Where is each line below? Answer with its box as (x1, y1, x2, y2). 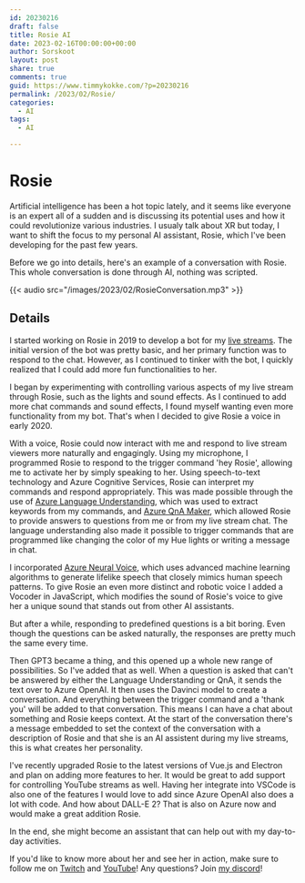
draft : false (9, 22, 59, 31)
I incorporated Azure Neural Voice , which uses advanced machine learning (9, 562, 290, 573)
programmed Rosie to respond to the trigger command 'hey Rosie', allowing (9, 457, 293, 468)
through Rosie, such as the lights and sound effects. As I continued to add (9, 391, 287, 401)
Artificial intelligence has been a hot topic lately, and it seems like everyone (9, 200, 291, 211)
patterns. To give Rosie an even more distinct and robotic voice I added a (9, 581, 284, 592)
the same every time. (9, 637, 88, 648)
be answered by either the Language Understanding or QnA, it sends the (9, 675, 282, 685)
